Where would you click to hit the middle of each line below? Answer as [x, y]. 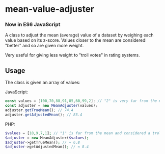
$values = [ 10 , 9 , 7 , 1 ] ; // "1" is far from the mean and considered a [78, 133]
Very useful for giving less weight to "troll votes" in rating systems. [72, 55]
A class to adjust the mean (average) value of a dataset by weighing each [79, 35]
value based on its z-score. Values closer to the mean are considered [75, 40]
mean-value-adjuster [50, 9]
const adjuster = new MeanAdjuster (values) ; [51, 106]
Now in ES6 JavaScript [33, 25]
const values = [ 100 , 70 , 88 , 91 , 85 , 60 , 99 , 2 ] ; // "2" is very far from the [81, 101]
